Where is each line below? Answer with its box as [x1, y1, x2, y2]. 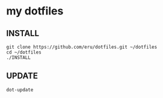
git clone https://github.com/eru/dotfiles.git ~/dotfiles [6, 44, 158, 50]
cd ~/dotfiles [6, 49, 42, 55]
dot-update [6, 87, 34, 93]
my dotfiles [6, 4, 64, 18]
